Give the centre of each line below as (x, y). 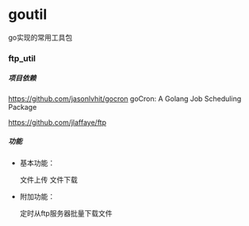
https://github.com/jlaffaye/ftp (57, 122)
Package (23, 107)
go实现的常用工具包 (40, 37)
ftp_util (22, 58)
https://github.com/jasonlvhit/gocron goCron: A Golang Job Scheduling (125, 98)
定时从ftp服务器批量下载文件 (66, 213)
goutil (28, 15)
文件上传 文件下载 (48, 179)
